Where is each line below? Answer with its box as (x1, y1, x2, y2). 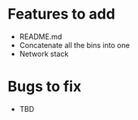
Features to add (7, 5, 115, 24)
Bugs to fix (7, 78, 82, 96)
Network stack (19, 49, 69, 58)
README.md (19, 32, 63, 41)
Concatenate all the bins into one (19, 40, 131, 49)
